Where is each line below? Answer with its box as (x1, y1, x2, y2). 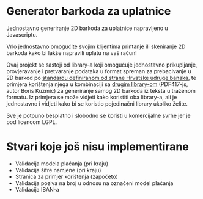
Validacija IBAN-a (15, 186, 59, 193)
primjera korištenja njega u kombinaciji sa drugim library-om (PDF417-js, (6, 81, 188, 88)
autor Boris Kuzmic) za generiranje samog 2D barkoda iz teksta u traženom (6, 87, 196, 94)
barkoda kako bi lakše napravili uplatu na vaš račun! (6, 49, 138, 56)
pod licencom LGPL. (6, 118, 57, 126)
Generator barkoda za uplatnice (6, 4, 171, 18)
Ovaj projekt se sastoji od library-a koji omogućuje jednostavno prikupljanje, (6, 61, 197, 68)
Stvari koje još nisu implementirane (6, 140, 190, 154)
